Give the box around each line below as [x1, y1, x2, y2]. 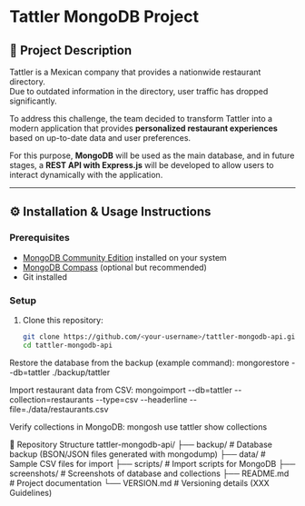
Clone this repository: [22, 314, 103, 325]
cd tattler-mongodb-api [22, 341, 113, 350]
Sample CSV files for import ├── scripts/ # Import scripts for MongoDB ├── [9, 458, 296, 469]
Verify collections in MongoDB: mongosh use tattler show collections [9, 421, 268, 432]
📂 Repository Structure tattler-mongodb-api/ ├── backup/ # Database [9, 439, 272, 450]
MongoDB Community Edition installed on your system [22, 252, 227, 263]
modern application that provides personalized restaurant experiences [9, 123, 279, 134]
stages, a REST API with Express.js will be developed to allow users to [9, 160, 274, 170]
